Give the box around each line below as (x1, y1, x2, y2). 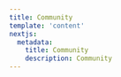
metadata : (17, 37, 53, 47)
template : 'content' (9, 21, 86, 30)
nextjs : (9, 29, 38, 38)
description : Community (25, 54, 113, 63)
